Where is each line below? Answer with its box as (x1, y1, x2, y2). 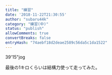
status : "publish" (5, 26, 44, 31)
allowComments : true (5, 31, 49, 36)
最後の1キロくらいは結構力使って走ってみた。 (5, 64, 100, 70)
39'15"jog (5, 54, 25, 60)
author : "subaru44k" (5, 17, 49, 22)
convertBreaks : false (5, 36, 51, 41)
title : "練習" (5, 7, 34, 13)
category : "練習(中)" (5, 21, 49, 27)
